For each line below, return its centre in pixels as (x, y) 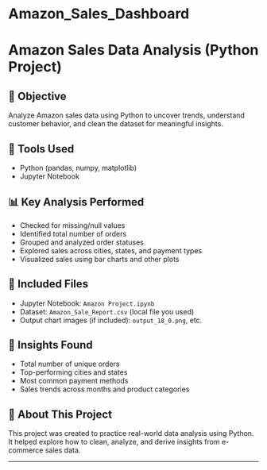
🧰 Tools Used (41, 149)
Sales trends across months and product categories (104, 389)
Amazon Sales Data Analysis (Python (133, 50)
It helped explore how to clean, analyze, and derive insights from (114, 442)
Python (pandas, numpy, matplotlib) (78, 168)
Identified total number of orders (73, 233)
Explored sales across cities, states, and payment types (111, 250)
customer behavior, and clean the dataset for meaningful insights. (116, 124)
